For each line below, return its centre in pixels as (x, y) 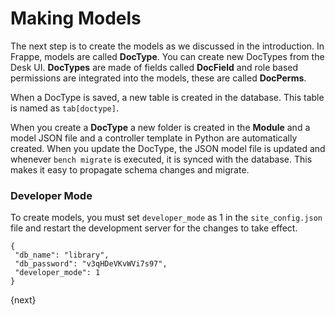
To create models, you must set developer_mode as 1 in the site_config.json (166, 218)
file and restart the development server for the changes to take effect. (154, 228)
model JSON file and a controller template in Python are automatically (154, 138)
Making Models (76, 18)
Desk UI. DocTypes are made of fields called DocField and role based (154, 67)
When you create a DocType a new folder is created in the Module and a (160, 127)
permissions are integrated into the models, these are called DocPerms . (158, 78)
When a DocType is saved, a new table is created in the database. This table (167, 97)
